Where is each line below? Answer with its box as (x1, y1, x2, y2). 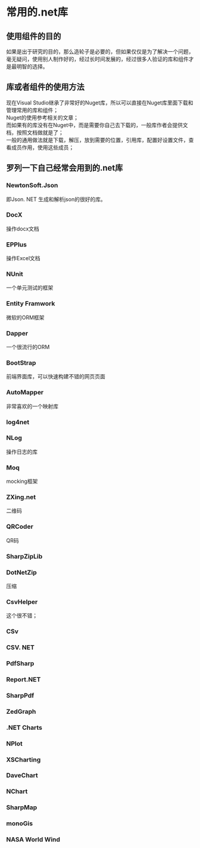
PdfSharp (6, 659, 35, 667)
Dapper (6, 329, 29, 337)
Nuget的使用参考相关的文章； (6, 114, 79, 121)
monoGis (6, 819, 33, 828)
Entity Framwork (6, 300, 55, 308)
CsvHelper (6, 597, 38, 606)
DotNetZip (6, 568, 37, 576)
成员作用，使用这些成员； (11, 144, 74, 151)
